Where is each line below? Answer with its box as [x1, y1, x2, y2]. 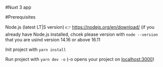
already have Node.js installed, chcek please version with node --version [5, 31, 158, 37]
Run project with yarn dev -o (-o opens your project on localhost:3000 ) [5, 56, 154, 62]
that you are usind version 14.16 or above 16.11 [5, 37, 101, 42]
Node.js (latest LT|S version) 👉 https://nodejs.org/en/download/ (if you [5, 24, 154, 30]
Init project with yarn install [5, 46, 66, 52]
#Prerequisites [5, 14, 36, 20]
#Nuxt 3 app [5, 5, 31, 10]
